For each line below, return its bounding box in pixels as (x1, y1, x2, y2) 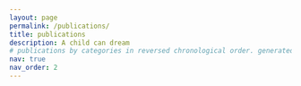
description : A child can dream (9, 38, 130, 47)
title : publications (9, 30, 87, 39)
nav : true (9, 55, 47, 64)
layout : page (9, 13, 58, 22)
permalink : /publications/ (9, 21, 110, 30)
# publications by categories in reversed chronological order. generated (9, 47, 295, 56)
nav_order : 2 (9, 64, 58, 73)
